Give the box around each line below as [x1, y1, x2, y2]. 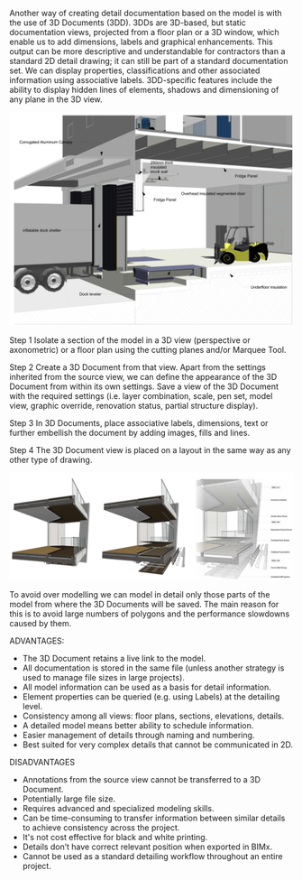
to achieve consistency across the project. [22, 821, 180, 833]
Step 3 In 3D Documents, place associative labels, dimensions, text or [9, 417, 269, 428]
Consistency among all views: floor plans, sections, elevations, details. [22, 710, 285, 721]
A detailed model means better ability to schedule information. [22, 719, 254, 730]
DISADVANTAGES [9, 756, 75, 767]
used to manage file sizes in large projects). [22, 672, 185, 682]
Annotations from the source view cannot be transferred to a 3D [22, 773, 261, 784]
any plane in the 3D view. [9, 94, 103, 105]
